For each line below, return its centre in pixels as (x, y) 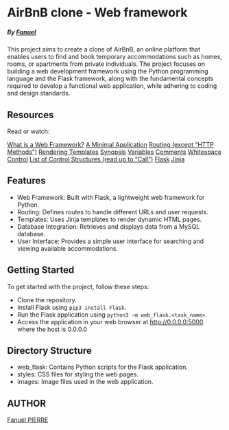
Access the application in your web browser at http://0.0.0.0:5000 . (111, 321)
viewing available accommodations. (68, 248)
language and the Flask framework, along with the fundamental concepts (110, 79)
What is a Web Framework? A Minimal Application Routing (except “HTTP (110, 144)
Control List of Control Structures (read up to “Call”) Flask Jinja (96, 159)
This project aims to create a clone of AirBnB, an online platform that (104, 49)
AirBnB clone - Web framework (97, 13)
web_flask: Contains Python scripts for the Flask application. (103, 367)
